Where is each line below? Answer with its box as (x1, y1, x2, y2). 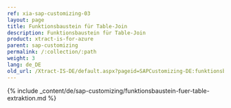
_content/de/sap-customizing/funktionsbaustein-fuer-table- (39, 87, 210, 95)
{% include (7, 87, 38, 95)
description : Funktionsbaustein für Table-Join (7, 29, 146, 36)
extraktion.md (7, 94, 47, 102)
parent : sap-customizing (7, 42, 78, 49)
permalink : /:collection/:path (7, 49, 97, 56)
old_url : (7, 67, 32, 74)
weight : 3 (7, 55, 36, 62)
